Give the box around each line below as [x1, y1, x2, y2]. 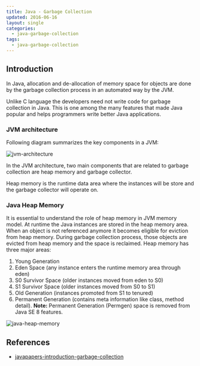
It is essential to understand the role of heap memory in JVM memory [6, 215, 177, 222]
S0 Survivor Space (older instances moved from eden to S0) [14, 277, 164, 284]
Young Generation [14, 258, 60, 265]
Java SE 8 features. [14, 308, 63, 316]
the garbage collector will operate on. [6, 186, 99, 193]
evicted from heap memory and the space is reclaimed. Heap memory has [6, 240, 189, 247]
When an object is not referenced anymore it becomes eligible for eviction [6, 227, 189, 234]
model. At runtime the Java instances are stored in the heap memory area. [6, 221, 189, 228]
